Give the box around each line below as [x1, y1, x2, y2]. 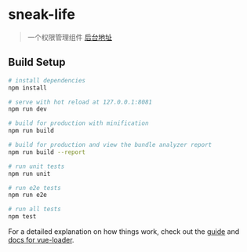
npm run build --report [8, 148, 86, 156]
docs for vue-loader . [8, 236, 74, 244]
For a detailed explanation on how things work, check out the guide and [8, 227, 240, 236]
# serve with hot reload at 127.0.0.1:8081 [8, 98, 153, 106]
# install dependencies [8, 76, 86, 84]
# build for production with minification [8, 119, 149, 127]
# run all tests [8, 206, 61, 214]
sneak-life [8, 5, 76, 24]
